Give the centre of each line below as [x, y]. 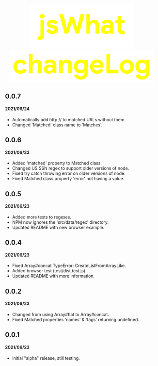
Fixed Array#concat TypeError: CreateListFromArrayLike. [69, 266]
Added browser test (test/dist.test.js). [49, 271]
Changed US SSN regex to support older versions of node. [71, 168]
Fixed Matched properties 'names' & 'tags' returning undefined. [75, 319]
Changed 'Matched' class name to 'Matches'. [57, 125]
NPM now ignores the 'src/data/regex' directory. [60, 222]
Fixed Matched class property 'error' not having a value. [68, 179]
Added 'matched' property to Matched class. [57, 163]
